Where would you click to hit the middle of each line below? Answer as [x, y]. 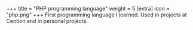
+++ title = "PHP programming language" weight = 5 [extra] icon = [88, 9]
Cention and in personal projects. [47, 21]
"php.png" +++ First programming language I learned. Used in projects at [96, 15]
